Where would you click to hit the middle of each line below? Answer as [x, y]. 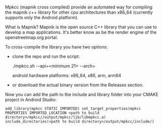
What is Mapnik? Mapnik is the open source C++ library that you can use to [81, 27]
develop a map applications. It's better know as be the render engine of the [81, 32]
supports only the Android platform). [42, 17]
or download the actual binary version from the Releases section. [78, 85]
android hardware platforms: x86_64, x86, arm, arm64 [67, 75]
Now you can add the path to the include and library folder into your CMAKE [82, 94]
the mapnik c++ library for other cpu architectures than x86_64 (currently [79, 12]
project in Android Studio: [31, 100]
